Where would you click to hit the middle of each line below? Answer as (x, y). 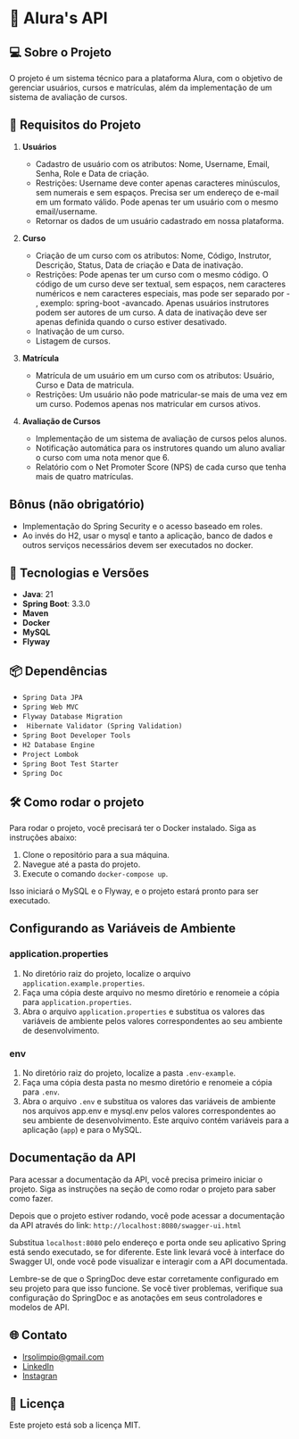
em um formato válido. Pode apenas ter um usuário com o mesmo (157, 202)
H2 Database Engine (58, 745)
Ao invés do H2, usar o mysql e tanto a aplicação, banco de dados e (148, 536)
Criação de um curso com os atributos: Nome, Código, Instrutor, (154, 255)
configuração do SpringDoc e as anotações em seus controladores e (136, 1297)
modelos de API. (39, 1307)
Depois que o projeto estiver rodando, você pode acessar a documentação (147, 1215)
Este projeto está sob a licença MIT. (75, 1425)
